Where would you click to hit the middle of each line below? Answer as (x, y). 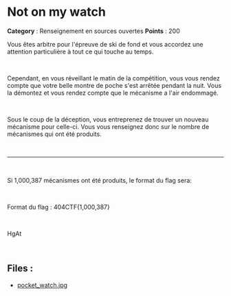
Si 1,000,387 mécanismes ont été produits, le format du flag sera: (100, 180)
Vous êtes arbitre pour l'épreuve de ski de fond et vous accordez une (105, 44)
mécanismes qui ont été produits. (54, 134)
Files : (20, 269)
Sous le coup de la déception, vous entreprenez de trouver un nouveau (108, 119)
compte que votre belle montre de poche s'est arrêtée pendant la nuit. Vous (114, 85)
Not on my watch (57, 12)
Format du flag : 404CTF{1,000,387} (58, 207)
